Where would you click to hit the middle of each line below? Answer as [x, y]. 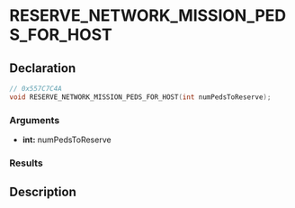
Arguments [35, 120]
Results [26, 163]
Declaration [43, 68]
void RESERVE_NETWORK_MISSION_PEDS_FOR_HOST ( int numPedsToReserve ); [140, 97]
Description [43, 192]
